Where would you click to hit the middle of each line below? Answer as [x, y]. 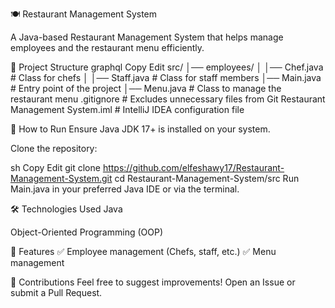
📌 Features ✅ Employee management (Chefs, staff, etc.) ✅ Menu [143, 251]
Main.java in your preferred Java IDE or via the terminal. [125, 189]
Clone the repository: [54, 148]
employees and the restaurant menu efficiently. [107, 47]
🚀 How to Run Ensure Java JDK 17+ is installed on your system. [140, 129]
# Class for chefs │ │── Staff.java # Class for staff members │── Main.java [166, 77]
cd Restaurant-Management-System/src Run [207, 178]
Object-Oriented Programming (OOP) [86, 232]
